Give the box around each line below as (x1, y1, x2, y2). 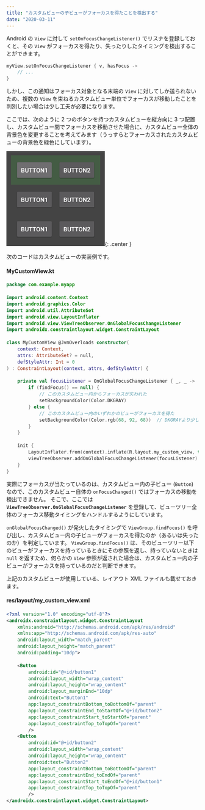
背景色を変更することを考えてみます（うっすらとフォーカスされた (6, 131, 172, 139)
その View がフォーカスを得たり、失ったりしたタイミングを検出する (22, 42, 191, 49)
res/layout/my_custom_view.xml (6, 597, 90, 604)
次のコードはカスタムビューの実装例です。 (6, 253, 113, 261)
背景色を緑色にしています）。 (22, 139, 95, 146)
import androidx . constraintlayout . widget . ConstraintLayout (6, 327, 160, 333)
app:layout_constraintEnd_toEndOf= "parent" (28, 772, 140, 778)
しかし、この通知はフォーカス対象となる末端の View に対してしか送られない (6, 87, 196, 95)
